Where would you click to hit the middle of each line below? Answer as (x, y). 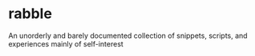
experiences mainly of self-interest (66, 43)
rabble (30, 14)
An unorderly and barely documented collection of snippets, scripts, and (128, 35)
